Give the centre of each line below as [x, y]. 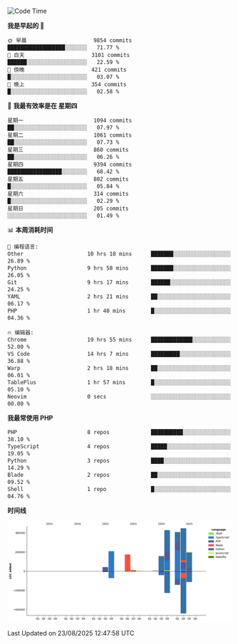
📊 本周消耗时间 [30, 230]
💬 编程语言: [23, 247]
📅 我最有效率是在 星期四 [42, 106]
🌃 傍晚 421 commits [67, 70]
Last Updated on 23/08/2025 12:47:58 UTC [71, 633]
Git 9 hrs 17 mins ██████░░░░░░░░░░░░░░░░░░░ [119, 283]
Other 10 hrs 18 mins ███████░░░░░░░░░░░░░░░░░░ [119, 254]
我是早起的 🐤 [26, 26]
